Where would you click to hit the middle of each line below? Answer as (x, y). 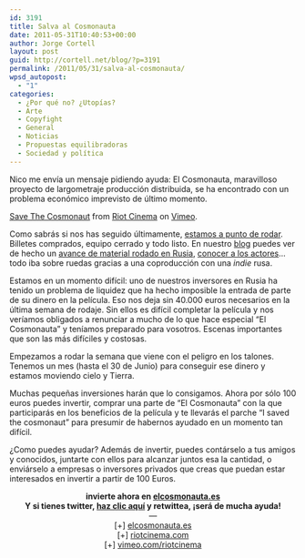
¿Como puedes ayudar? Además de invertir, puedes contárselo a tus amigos (152, 449)
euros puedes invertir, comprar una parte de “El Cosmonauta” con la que (146, 402)
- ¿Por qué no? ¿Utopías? (67, 102)
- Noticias (38, 137)
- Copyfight (41, 119)
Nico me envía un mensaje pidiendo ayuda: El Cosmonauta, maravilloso (143, 179)
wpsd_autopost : (38, 77)
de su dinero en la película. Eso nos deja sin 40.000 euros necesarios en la (150, 299)
